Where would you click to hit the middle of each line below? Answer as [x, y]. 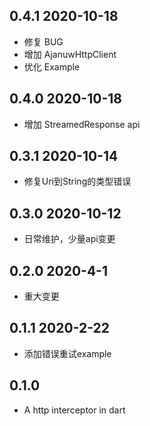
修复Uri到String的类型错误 [77, 181]
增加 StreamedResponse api [82, 124]
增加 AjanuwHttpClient [70, 54]
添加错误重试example [67, 353]
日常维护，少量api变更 [69, 239]
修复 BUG [43, 41]
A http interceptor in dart [74, 410]
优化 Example [52, 66]
